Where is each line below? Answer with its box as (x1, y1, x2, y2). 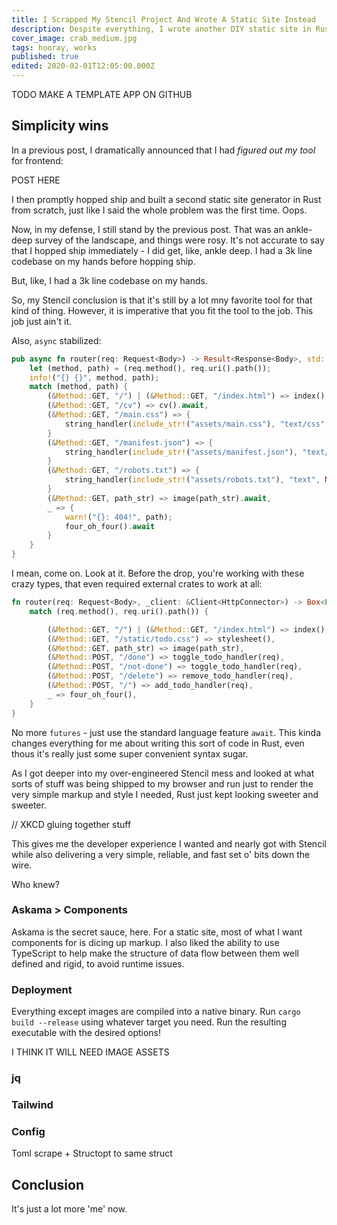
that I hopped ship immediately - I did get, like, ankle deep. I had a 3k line (11, 244, 313, 256)
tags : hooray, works (11, 42, 98, 53)
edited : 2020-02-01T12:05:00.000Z (11, 61, 156, 71)
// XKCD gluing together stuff (11, 818, 132, 830)
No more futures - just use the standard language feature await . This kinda (11, 726, 322, 738)
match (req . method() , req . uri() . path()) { (29, 606, 209, 616)
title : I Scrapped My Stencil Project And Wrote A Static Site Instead (11, 14, 316, 25)
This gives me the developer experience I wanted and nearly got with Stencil (11, 837, 327, 850)
